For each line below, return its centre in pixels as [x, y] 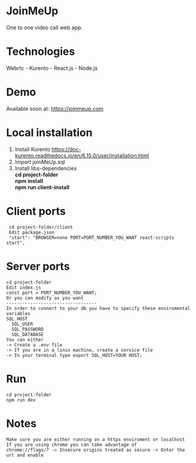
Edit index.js [24, 287]
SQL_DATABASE [28, 334]
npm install [29, 181]
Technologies [41, 52]
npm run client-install [42, 187]
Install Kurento [32, 149]
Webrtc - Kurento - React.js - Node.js [52, 68]
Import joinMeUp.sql [40, 161]
